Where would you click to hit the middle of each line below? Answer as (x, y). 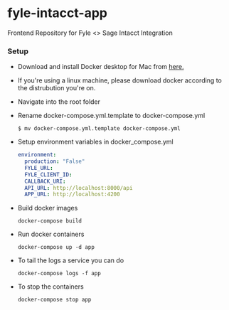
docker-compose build (49, 221)
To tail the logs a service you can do (71, 260)
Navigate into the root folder (59, 102)
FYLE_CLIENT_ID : (48, 175)
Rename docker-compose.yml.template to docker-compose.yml (111, 116)
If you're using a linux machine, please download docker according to (119, 80)
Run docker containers (51, 234)
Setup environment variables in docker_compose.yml (95, 142)
